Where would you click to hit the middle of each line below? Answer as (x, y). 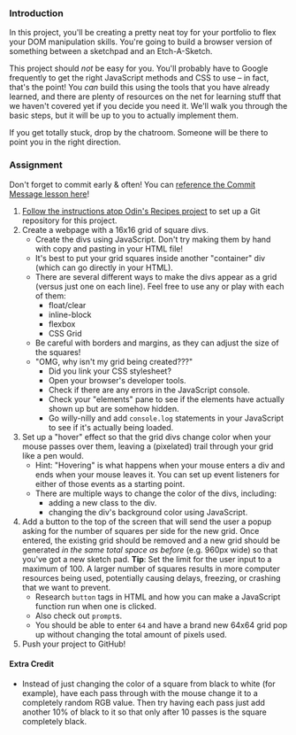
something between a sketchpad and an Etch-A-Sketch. (111, 51)
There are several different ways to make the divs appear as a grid (156, 276)
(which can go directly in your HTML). (104, 267)
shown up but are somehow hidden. (114, 408)
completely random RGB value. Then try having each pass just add (143, 702)
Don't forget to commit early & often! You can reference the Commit (133, 184)
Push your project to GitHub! (74, 644)
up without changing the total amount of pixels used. (131, 634)
